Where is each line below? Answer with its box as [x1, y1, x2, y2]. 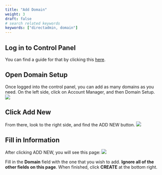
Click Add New [5, 108, 52, 117]
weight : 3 [5, 12, 26, 17]
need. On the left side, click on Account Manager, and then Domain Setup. [5, 89, 155, 95]
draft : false [5, 16, 32, 21]
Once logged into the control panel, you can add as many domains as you [5, 84, 154, 90]
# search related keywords [5, 21, 60, 26]
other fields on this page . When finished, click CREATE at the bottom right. [5, 164, 158, 170]
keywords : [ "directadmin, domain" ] [5, 25, 78, 30]
